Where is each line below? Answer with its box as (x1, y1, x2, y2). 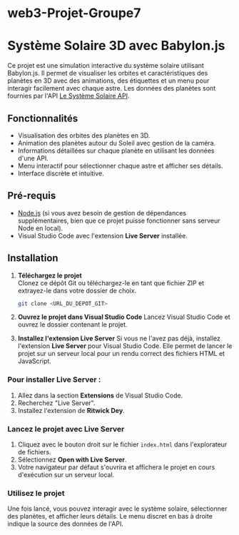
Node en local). (17, 223, 63, 233)
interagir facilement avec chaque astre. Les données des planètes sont (7, 84, 216, 93)
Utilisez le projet (7, 488, 65, 498)
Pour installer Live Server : (7, 374, 101, 384)
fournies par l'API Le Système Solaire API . (7, 91, 130, 101)
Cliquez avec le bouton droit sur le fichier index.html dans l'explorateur (17, 440, 228, 449)
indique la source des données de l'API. (7, 519, 123, 529)
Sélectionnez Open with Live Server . (17, 455, 127, 464)
